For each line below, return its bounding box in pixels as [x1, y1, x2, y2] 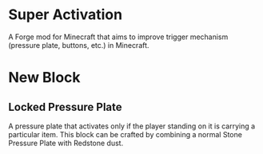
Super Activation [8, 6, 122, 24]
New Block [8, 69, 82, 87]
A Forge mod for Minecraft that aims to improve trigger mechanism [8, 32, 229, 41]
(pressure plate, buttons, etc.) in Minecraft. [8, 40, 149, 49]
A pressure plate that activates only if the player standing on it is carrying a [8, 121, 256, 131]
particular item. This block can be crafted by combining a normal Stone [8, 129, 242, 139]
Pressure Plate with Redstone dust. [8, 138, 124, 148]
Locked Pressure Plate [8, 100, 122, 113]
